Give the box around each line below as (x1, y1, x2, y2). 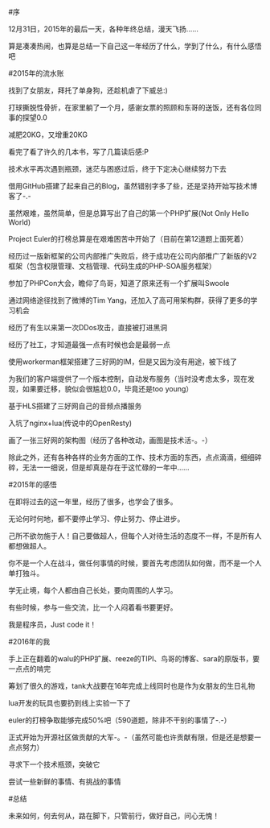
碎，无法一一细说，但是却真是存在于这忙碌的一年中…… (8, 462, 190, 472)
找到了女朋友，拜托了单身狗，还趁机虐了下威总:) (8, 85, 169, 95)
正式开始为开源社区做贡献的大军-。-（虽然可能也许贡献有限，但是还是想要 (8, 732, 255, 742)
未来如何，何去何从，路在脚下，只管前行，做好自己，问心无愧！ (8, 811, 219, 820)
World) (8, 217, 31, 227)
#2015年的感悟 (8, 480, 58, 489)
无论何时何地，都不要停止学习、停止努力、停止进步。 (8, 514, 185, 524)
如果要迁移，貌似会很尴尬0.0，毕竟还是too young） (22, 384, 194, 393)
